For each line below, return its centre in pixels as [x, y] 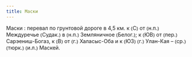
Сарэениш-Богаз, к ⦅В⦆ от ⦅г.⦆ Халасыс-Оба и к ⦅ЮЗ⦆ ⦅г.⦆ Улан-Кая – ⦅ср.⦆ [96, 41]
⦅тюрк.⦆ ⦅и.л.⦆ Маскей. [33, 48]
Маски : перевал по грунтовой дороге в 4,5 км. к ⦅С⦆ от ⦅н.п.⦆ [83, 28]
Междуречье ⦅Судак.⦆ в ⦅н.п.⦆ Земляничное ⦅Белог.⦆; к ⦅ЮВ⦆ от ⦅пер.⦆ [92, 34]
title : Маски [22, 11]
